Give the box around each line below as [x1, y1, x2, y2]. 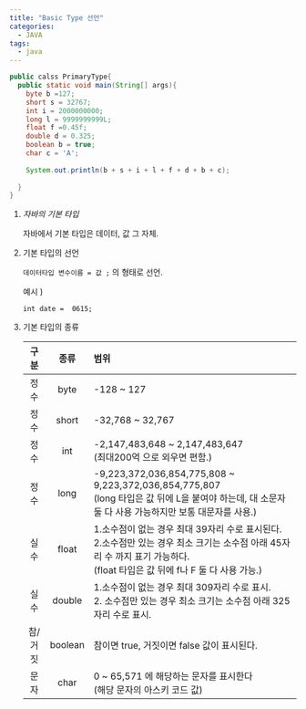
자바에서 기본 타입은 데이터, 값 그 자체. [22, 228, 159, 239]
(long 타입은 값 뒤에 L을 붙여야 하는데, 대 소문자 [93, 492, 286, 505]
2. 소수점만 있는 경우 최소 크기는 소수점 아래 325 [93, 595, 291, 608]
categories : [9, 22, 55, 31]
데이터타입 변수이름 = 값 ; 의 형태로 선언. [22, 266, 164, 278]
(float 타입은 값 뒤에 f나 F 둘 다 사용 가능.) [93, 564, 262, 577]
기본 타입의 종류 [22, 321, 79, 333]
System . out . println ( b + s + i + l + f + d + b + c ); [25, 165, 230, 174]
